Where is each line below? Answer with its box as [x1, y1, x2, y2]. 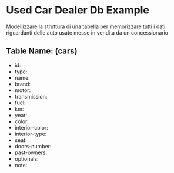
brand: [14, 80, 31, 87]
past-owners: [14, 149, 48, 156]
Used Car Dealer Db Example [6, 4, 150, 17]
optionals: [14, 155, 39, 162]
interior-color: [14, 124, 48, 131]
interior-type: [14, 130, 47, 137]
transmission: [14, 93, 48, 100]
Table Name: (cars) [6, 46, 78, 56]
